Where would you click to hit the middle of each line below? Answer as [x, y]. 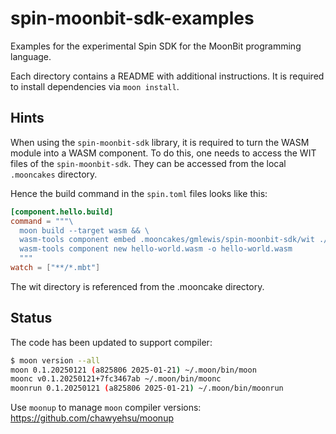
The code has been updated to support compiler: [111, 342]
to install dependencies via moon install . [95, 86]
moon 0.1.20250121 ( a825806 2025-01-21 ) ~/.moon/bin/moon [133, 370]
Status [31, 318]
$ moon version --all [55, 360]
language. [31, 56]
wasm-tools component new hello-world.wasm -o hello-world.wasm [156, 249]
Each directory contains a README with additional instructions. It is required [167, 76]
